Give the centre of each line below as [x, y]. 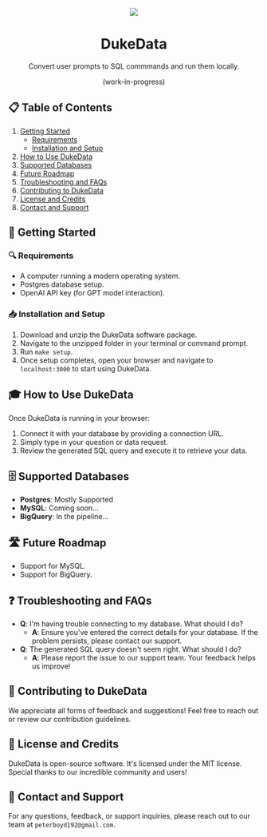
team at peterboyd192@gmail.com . [62, 825]
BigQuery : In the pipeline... [64, 517]
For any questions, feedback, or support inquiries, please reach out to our [130, 816]
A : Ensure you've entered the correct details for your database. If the [145, 632]
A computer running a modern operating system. [100, 276]
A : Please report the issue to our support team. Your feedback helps [144, 657]
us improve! [51, 666]
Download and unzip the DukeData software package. [108, 335]
